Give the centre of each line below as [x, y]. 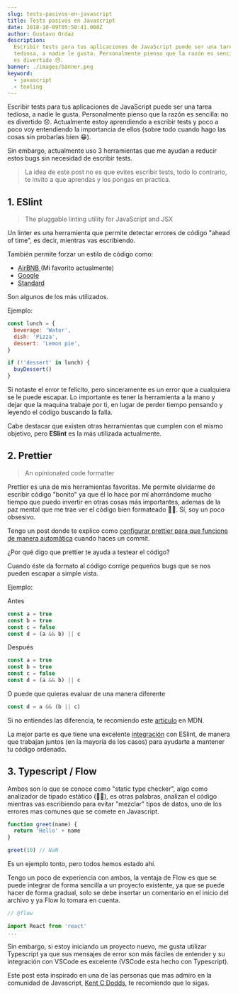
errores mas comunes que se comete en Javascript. [83, 811]
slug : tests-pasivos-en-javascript [60, 14]
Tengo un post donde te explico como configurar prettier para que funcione [118, 531]
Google [28, 276]
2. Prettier [30, 456]
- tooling [28, 87]
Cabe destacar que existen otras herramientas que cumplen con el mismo [115, 426]
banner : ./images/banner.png [50, 67]
